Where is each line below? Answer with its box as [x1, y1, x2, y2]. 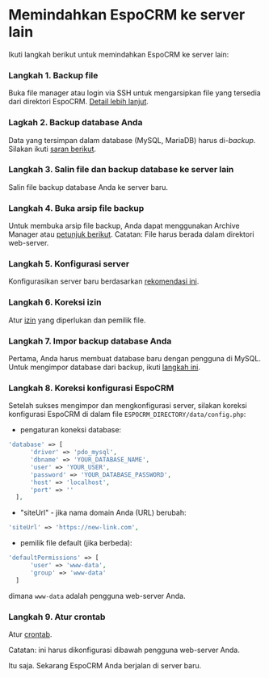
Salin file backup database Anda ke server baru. [8, 182, 168, 192]
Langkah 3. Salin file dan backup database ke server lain [8, 164, 234, 175]
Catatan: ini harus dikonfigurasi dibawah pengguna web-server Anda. [8, 645, 241, 655]
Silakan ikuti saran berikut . [8, 144, 97, 154]
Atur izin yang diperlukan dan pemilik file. [8, 315, 146, 325]
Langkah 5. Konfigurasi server [8, 259, 130, 270]
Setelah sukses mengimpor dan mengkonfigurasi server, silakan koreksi [8, 401, 248, 411]
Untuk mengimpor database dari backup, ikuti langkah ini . [8, 362, 200, 373]
